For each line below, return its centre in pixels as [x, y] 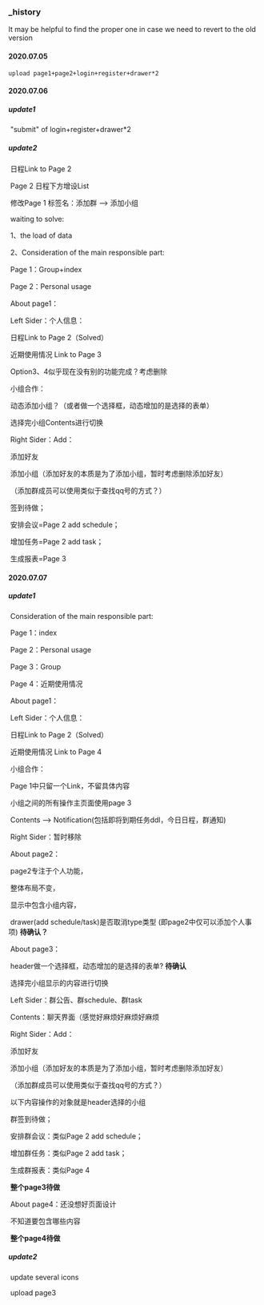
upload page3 [33, 1292]
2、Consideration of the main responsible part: [88, 253]
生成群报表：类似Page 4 [50, 1170]
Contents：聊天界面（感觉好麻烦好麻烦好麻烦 [85, 1017]
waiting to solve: [37, 219]
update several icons [44, 1277]
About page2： [35, 853]
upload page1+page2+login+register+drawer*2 [84, 73]
